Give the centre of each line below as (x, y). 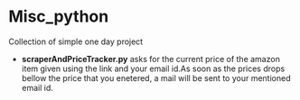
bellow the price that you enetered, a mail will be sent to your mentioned (156, 77)
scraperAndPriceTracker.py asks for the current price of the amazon (151, 59)
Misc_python (59, 17)
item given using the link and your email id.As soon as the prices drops (153, 68)
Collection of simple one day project (76, 41)
